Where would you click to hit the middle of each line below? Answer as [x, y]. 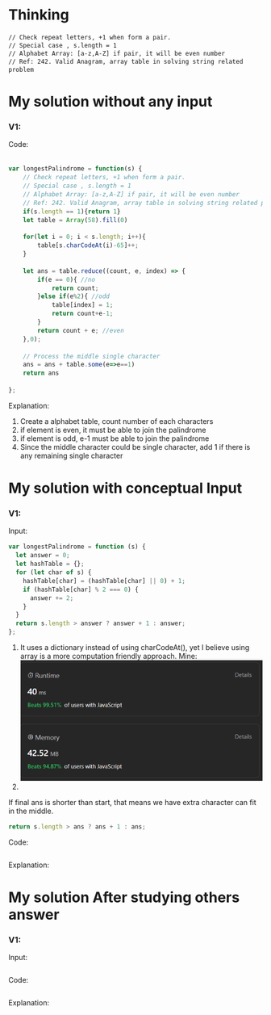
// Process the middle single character [92, 356]
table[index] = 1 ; [82, 305]
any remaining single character [71, 455]
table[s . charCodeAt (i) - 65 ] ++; [88, 245]
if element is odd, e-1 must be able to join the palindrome [115, 438]
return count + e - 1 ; [82, 314]
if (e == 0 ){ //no [66, 279]
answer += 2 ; [52, 598]
